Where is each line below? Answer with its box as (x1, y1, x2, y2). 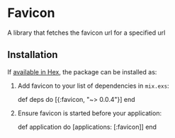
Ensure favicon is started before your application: (17, 108, 162, 117)
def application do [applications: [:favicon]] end (17, 122, 157, 131)
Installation (7, 49, 58, 61)
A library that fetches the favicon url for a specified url (7, 28, 166, 37)
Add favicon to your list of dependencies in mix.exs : (17, 81, 169, 90)
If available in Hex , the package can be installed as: (7, 67, 157, 76)
